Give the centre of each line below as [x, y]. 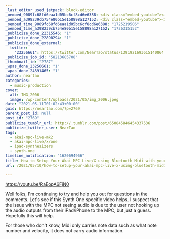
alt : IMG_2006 [25, 95]
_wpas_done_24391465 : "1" [32, 71]
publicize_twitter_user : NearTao [40, 128]
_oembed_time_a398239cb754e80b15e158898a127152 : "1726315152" [72, 29]
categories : [18, 81]
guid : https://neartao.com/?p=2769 [43, 109]
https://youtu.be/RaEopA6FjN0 [37, 184]
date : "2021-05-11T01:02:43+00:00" [43, 104]
